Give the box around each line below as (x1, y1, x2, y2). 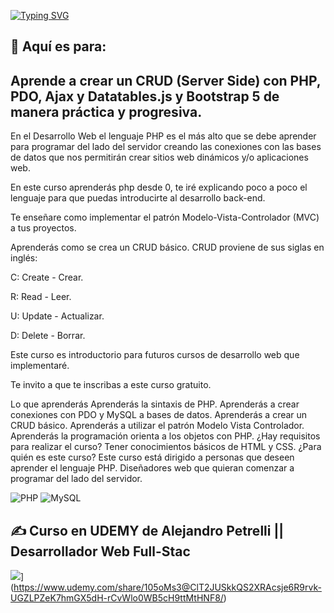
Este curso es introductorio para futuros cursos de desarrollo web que (10, 349, 300, 361)
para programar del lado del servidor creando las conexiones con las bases (10, 141, 322, 153)
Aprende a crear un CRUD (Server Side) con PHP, (10, 72, 322, 89)
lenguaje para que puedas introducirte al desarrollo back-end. (10, 192, 266, 204)
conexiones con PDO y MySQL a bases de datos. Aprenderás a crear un (10, 409, 308, 421)
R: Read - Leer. (10, 291, 72, 303)
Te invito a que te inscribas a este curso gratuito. (10, 379, 212, 391)
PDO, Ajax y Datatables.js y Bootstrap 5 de (10, 88, 280, 105)
